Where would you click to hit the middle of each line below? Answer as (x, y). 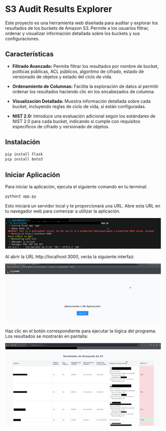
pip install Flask (24, 154)
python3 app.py (21, 197)
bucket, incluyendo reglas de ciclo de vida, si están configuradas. (79, 106)
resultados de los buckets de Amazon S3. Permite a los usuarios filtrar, (77, 28)
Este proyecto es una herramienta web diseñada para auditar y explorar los (82, 23)
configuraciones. (22, 39)
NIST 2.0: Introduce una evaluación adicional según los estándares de (84, 116)
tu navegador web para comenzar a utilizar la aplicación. (63, 211)
